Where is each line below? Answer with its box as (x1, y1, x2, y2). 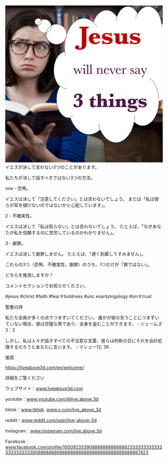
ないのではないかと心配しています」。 (31, 202, 108, 208)
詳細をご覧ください (5, 375, 45, 381)
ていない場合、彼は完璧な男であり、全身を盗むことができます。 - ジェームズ (5, 321, 162, 327)
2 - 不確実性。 (5, 213, 34, 219)
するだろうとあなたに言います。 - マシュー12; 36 (9, 344, 109, 350)
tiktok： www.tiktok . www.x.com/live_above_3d (5, 407, 101, 413)
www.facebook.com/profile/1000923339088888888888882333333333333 (5, 444, 162, 450)
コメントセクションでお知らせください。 (5, 283, 88, 289)
